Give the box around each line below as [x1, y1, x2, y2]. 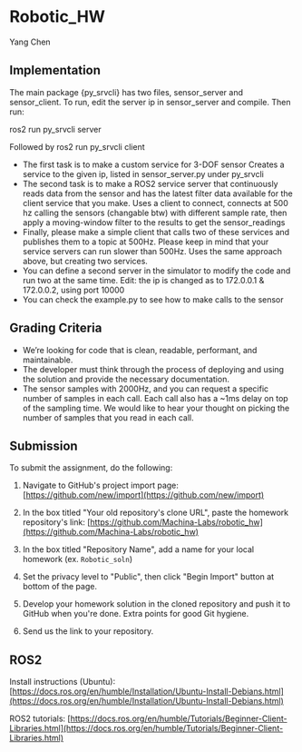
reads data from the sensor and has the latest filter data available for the [22, 188, 293, 199]
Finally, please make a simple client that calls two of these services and [22, 226, 290, 237]
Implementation [9, 63, 102, 78]
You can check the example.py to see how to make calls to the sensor [22, 293, 284, 305]
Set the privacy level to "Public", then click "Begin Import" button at [22, 571, 275, 582]
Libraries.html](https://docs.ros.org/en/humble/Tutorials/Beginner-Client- [9, 723, 284, 734]
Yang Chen [9, 36, 52, 47]
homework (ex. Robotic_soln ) [22, 554, 133, 565]
